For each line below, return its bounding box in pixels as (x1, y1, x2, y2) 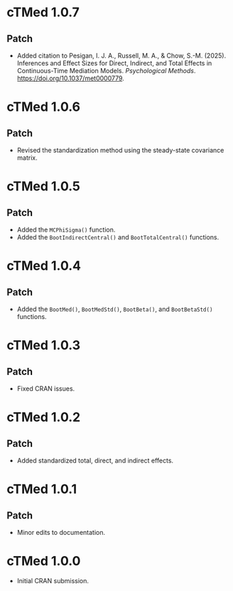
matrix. (16, 153, 38, 162)
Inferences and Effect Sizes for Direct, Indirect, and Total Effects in (16, 59, 212, 67)
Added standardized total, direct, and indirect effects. (16, 456, 174, 465)
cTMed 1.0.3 (6, 337, 81, 354)
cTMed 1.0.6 (6, 99, 81, 115)
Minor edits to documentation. (16, 528, 106, 536)
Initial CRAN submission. (16, 576, 90, 585)
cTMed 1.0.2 (6, 409, 81, 425)
